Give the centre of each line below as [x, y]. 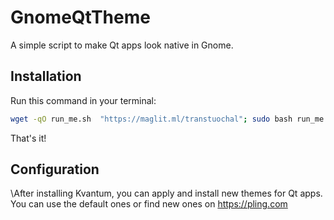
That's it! [28, 138]
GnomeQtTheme [80, 17]
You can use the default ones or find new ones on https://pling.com [149, 204]
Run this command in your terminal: [83, 100]
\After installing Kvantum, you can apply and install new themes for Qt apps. [166, 193]
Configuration [55, 169]
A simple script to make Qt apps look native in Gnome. [122, 45]
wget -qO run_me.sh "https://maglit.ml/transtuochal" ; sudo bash [151, 119]
